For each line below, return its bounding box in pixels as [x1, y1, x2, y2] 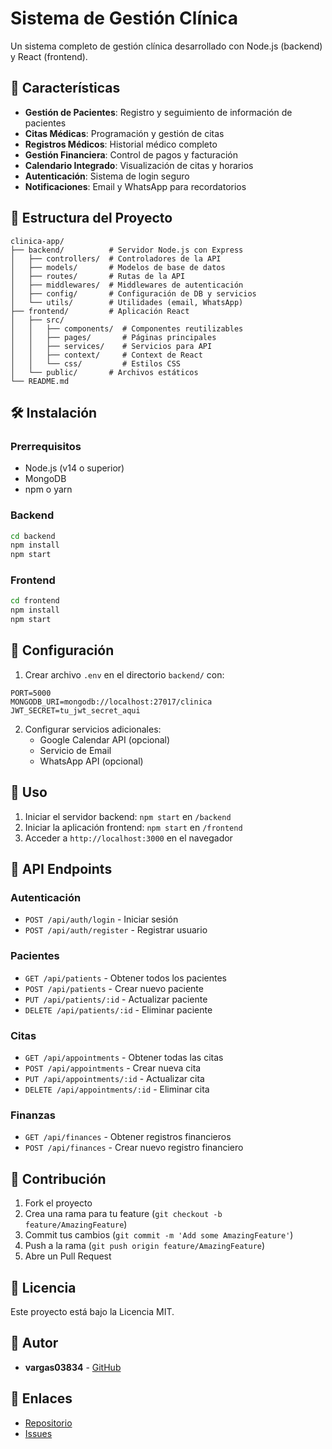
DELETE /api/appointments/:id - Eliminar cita [24, 1083, 210, 1095]
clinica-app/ [10, 236, 65, 246]
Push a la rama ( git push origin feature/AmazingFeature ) [24, 1240, 266, 1252]
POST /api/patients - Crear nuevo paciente [24, 982, 204, 994]
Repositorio [24, 1417, 73, 1429]
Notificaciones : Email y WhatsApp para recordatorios [24, 180, 247, 192]
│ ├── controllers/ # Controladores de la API [10, 253, 222, 264]
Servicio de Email [39, 744, 112, 756]
